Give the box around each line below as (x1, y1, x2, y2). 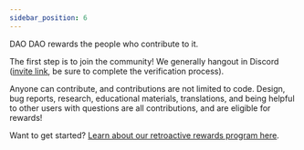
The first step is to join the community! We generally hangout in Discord (9, 55, 279, 66)
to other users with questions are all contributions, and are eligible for (9, 102, 271, 114)
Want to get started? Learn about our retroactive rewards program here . (9, 129, 280, 141)
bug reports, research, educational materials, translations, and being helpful (9, 93, 295, 104)
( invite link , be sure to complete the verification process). (9, 65, 225, 76)
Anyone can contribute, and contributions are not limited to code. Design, (9, 83, 286, 94)
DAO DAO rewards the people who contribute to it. (9, 38, 199, 49)
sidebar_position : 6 (9, 13, 89, 23)
